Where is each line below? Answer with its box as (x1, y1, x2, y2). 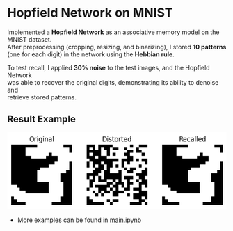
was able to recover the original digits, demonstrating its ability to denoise (7, 78, 219, 86)
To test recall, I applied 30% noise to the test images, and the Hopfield (7, 63, 210, 72)
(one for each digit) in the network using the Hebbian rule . (7, 50, 175, 58)
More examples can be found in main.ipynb (17, 216, 141, 224)
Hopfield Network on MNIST (7, 5, 173, 21)
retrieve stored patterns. (7, 93, 77, 102)
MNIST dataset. (7, 35, 52, 43)
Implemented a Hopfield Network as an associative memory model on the (7, 28, 220, 36)
